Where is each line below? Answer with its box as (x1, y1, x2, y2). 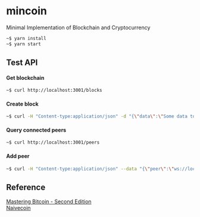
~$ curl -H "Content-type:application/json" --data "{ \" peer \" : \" (6, 166, 174, 172)
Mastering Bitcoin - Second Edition (6, 198, 92, 205)
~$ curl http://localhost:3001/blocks (6, 88, 102, 94)
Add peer (6, 152, 30, 159)
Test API (6, 58, 38, 68)
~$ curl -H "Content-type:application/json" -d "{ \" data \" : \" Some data (6, 113, 187, 120)
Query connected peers (6, 126, 67, 134)
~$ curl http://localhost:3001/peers (6, 139, 100, 145)
